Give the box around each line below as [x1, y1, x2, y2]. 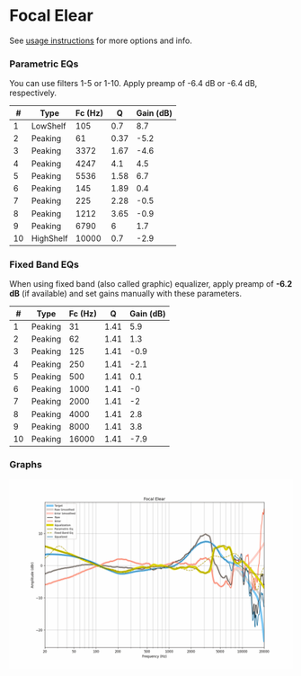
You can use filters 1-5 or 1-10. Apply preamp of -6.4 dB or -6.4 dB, [9, 78, 258, 89]
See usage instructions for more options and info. [9, 35, 193, 46]
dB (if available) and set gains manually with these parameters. [9, 289, 243, 299]
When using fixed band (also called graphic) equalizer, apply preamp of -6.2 [9, 279, 293, 289]
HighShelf [31, 233, 68, 244]
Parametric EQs [9, 58, 79, 70]
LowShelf [31, 120, 66, 131]
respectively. [9, 87, 57, 99]
